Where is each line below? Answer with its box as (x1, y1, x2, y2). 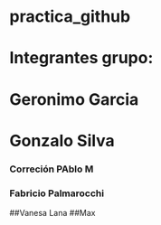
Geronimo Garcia (9, 89, 139, 109)
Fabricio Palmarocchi (9, 187, 105, 200)
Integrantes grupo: (9, 48, 154, 69)
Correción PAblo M (9, 163, 94, 175)
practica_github (9, 6, 131, 27)
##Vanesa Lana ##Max (9, 207, 96, 218)
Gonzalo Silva (9, 130, 115, 151)
